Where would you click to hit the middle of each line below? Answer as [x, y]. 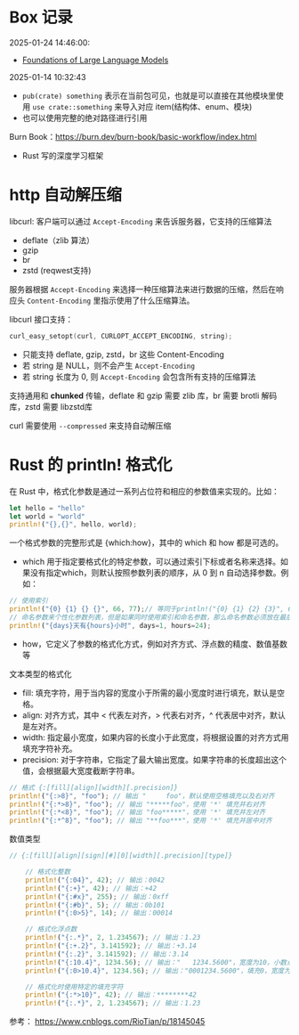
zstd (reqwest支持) [57, 270]
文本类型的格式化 [40, 673]
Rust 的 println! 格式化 [91, 465]
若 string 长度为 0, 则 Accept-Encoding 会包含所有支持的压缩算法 [139, 376]
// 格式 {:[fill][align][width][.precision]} [93, 787]
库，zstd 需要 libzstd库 [51, 406]
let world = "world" [48, 517]
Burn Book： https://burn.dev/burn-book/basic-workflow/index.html [133, 136]
